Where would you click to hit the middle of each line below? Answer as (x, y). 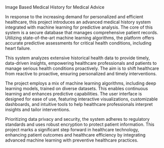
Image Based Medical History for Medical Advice (55, 7)
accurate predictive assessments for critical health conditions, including (78, 43)
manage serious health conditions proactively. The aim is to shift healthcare (82, 68)
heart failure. (18, 48)
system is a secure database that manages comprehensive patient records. (82, 32)
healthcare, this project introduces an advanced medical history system (78, 22)
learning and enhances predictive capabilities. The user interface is (74, 94)
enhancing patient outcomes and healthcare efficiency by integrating (75, 135)
